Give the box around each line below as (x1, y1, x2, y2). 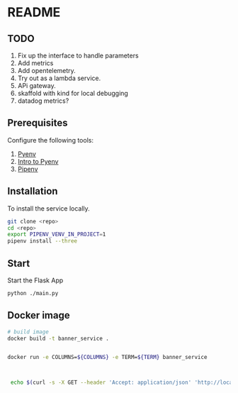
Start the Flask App (7, 276, 64, 284)
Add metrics (17, 59, 54, 67)
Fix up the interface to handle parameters (17, 51, 140, 60)
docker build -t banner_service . (7, 335, 110, 342)
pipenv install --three (7, 238, 78, 245)
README (7, 4, 61, 21)
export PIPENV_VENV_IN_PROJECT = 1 (7, 231, 106, 238)
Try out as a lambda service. (17, 74, 101, 82)
